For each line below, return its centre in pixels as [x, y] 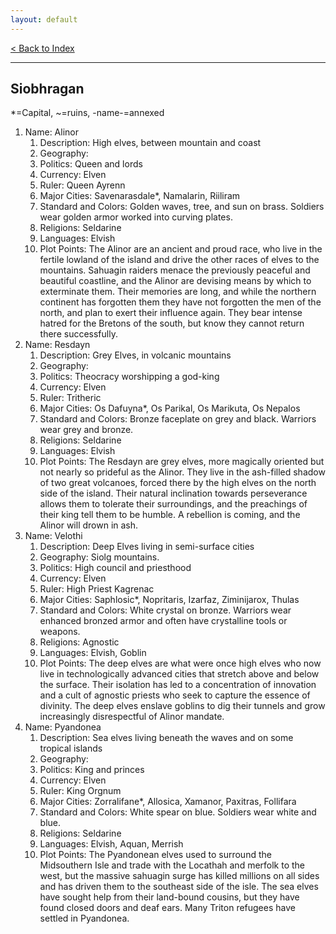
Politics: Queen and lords [91, 164]
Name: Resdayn [57, 345]
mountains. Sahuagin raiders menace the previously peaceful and [175, 270]
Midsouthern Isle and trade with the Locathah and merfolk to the [172, 865]
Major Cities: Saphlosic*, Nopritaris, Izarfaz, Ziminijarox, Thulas [169, 600]
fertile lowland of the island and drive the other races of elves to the [179, 260]
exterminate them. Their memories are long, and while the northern [178, 292]
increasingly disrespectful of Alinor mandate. [132, 717]
